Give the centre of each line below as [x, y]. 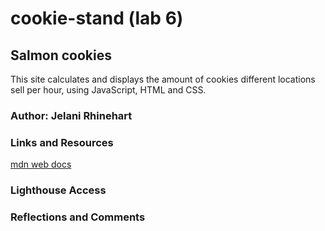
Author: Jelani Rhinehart [71, 115]
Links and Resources [62, 142]
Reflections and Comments [78, 217]
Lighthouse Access [58, 190]
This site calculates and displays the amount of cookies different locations [163, 79]
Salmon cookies [61, 55]
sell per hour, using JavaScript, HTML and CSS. [108, 90]
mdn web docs [41, 164]
